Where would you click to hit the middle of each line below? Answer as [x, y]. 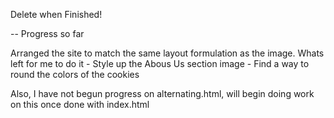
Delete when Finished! [56, 14]
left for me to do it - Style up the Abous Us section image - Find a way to [160, 63]
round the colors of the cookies [75, 74]
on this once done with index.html [80, 104]
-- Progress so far [47, 33]
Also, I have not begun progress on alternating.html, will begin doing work [162, 93]
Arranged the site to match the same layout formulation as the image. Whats [167, 53]
